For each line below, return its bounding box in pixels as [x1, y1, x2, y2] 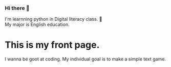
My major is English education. [5, 21, 70, 27]
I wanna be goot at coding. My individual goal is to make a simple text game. [5, 56, 166, 62]
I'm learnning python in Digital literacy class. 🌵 [5, 16, 102, 22]
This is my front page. [5, 39, 100, 51]
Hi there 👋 [5, 5, 30, 12]
